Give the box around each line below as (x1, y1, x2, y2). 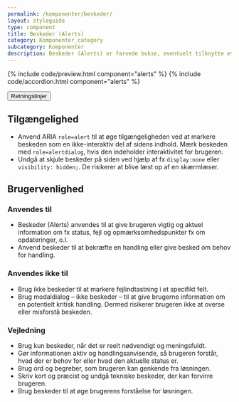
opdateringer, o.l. (17, 236, 68, 244)
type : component (7, 23, 55, 31)
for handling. (17, 250, 55, 260)
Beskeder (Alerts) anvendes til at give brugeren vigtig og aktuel (17, 221, 203, 229)
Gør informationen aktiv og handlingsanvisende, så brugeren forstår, (17, 349, 218, 357)
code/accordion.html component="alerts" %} (7, 77, 141, 85)
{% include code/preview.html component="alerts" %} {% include (7, 69, 201, 78)
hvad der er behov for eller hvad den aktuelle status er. (17, 356, 179, 365)
